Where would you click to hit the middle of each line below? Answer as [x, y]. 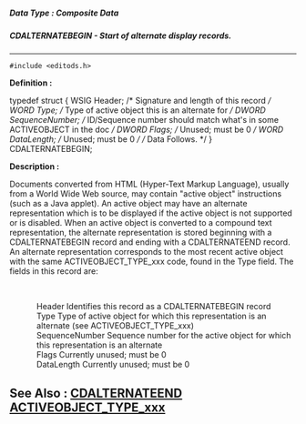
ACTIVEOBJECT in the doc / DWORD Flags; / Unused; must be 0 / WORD [147, 130]
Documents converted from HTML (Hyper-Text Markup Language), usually [149, 184]
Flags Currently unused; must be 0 [101, 355]
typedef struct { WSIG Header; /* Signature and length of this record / [140, 101]
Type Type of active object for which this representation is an [151, 316]
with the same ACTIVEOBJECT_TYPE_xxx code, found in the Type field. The [152, 262]
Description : [35, 167]
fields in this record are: [54, 271]
